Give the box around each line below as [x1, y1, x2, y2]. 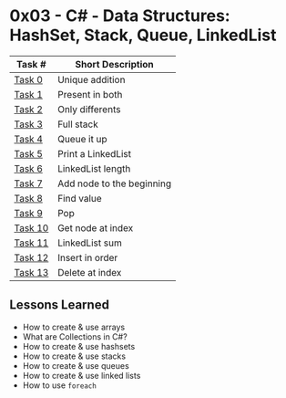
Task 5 [14, 147, 44, 160]
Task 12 [14, 251, 49, 264]
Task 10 [14, 221, 49, 234]
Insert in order [57, 251, 118, 264]
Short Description [75, 58, 155, 70]
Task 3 [14, 118, 44, 131]
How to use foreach [22, 380, 97, 391]
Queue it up [57, 132, 107, 145]
